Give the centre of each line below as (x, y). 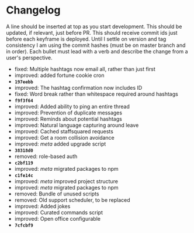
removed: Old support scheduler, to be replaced (72, 200)
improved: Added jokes (42, 206)
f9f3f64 (24, 100)
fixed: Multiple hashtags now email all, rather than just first (85, 69)
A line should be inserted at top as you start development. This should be (94, 26)
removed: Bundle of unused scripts (57, 194)
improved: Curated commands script (59, 212)
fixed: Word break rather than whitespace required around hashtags (96, 94)
